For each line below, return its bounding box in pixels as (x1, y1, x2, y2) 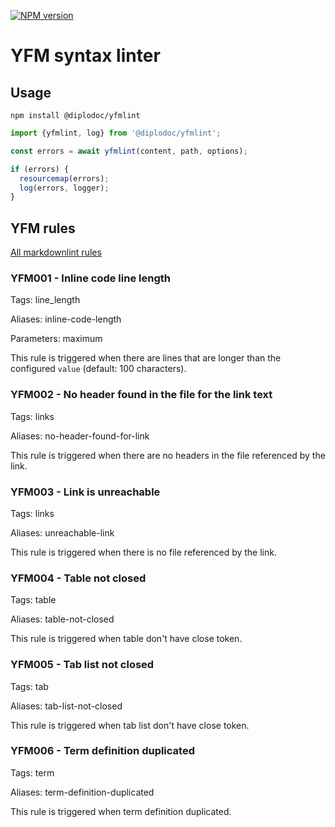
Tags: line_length (10, 294, 81, 306)
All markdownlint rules (10, 246, 102, 259)
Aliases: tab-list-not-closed (10, 700, 123, 712)
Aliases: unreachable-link (10, 526, 115, 539)
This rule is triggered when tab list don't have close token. (10, 719, 250, 731)
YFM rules (10, 220, 76, 237)
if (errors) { (10, 164, 70, 174)
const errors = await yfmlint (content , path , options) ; (10, 146, 248, 156)
